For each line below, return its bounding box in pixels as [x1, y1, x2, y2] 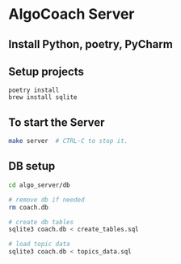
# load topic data [8, 240, 70, 249]
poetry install [8, 86, 60, 94]
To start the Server [8, 115, 105, 129]
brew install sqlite [8, 93, 78, 102]
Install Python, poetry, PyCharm [8, 37, 174, 51]
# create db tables [8, 218, 74, 226]
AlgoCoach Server [8, 5, 135, 24]
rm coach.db [8, 203, 48, 211]
